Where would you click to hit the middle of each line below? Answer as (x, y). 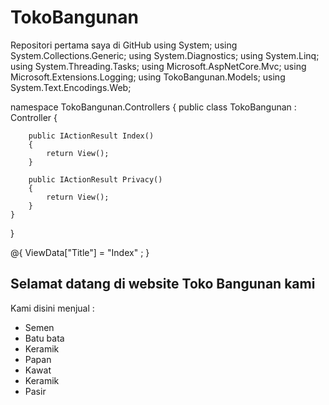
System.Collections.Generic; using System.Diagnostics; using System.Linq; (165, 55)
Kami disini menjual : (52, 308)
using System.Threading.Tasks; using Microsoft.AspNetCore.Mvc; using (158, 66)
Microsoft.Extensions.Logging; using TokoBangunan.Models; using (148, 77)
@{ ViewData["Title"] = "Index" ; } (80, 252)
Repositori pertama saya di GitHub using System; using (124, 45)
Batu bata (44, 338)
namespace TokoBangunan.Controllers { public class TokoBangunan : (153, 107)
